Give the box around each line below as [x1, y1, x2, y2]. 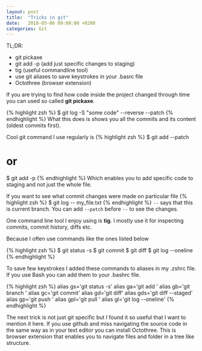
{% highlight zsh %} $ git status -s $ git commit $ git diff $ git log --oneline [6, 247, 193, 254]
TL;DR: [6, 42, 24, 49]
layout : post [6, 8, 39, 15]
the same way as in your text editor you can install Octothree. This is [6, 326, 176, 334]
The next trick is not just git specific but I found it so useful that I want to [6, 314, 186, 321]
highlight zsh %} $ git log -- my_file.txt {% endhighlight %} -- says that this [6, 199, 193, 207]
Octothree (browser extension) [14, 79, 92, 87]
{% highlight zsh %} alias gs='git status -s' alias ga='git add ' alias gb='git [6, 283, 190, 290]
